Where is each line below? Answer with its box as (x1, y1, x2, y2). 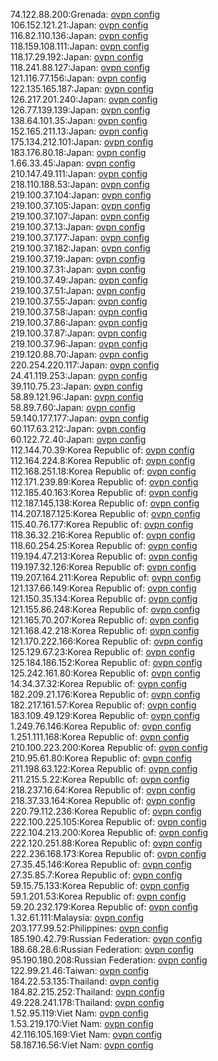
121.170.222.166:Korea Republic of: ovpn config (10, 635, 203, 647)
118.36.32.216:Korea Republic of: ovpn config (10, 529, 196, 541)
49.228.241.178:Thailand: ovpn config (10, 997, 165, 1008)
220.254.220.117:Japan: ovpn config (10, 359, 160, 371)
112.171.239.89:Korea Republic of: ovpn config (10, 476, 199, 488)
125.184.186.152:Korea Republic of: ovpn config (10, 657, 203, 668)
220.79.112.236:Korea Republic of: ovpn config (10, 805, 202, 817)
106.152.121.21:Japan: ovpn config (10, 19, 149, 31)
